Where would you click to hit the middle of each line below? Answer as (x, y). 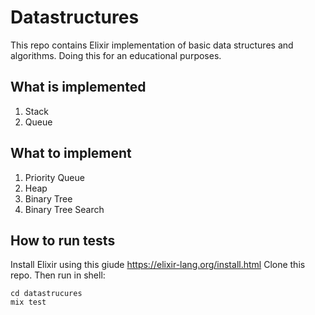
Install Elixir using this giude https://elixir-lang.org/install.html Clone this (158, 265)
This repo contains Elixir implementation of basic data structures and (152, 45)
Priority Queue (54, 177)
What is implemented (78, 87)
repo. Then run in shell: (58, 275)
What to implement (71, 153)
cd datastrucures (46, 294)
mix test (28, 302)
